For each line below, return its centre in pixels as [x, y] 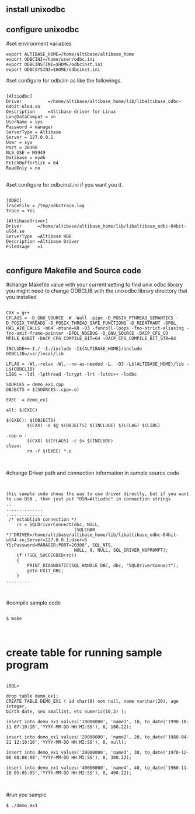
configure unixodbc [43, 30]
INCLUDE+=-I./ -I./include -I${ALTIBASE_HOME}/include [74, 349]
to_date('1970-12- [167, 752]
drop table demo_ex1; [32, 696]
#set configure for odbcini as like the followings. [64, 81]
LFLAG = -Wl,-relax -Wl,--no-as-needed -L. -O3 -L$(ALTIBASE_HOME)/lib [95, 364]
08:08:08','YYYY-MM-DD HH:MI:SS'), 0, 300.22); [73, 757]
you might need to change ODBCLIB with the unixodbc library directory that [97, 291]
